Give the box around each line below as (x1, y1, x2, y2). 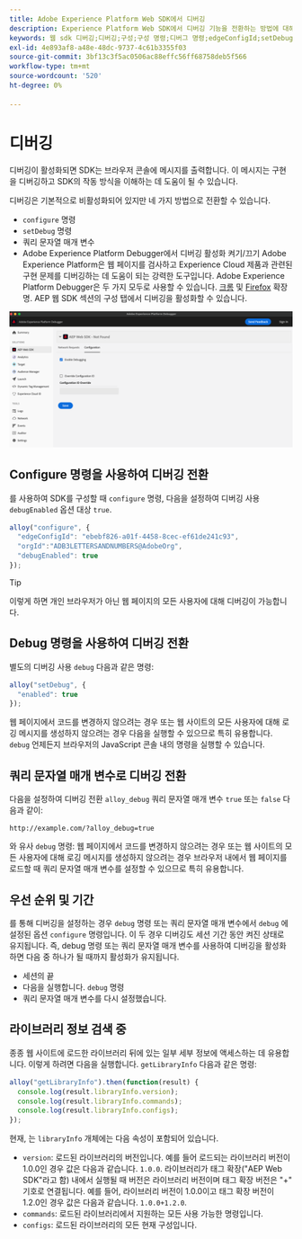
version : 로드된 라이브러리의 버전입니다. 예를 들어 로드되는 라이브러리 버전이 (22, 1152, 290, 1163)
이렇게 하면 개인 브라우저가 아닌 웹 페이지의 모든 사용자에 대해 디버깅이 (9, 595, 256, 606)
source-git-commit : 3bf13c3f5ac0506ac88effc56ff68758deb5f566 (9, 52, 247, 62)
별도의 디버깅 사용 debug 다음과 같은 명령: (9, 661, 155, 672)
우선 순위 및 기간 (9, 892, 94, 907)
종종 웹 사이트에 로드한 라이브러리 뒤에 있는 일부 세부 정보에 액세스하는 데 (9, 1047, 266, 1058)
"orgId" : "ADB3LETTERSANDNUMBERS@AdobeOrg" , (17, 542, 182, 551)
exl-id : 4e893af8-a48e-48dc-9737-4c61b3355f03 (9, 43, 187, 52)
